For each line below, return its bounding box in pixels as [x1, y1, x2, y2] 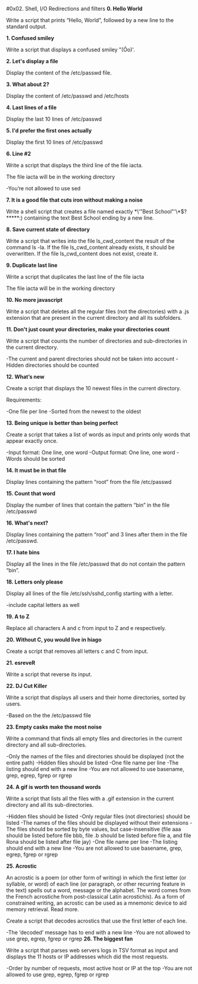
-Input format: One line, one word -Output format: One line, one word [6, 449, 175, 456]
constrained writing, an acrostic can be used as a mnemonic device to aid [6, 899, 187, 906]
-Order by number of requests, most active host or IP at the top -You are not [6, 965, 193, 971]
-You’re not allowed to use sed [6, 185, 81, 192]
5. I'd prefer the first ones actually [6, 127, 92, 134]
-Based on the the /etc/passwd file [6, 712, 91, 718]
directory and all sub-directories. [6, 741, 87, 748]
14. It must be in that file [6, 467, 67, 474]
